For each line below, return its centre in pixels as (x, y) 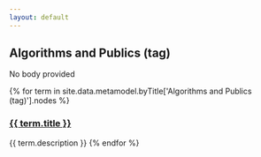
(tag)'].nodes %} (40, 101)
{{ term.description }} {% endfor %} (74, 143)
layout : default (39, 17)
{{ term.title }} (40, 123)
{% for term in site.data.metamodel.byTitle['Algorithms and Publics (130, 91)
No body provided (42, 74)
